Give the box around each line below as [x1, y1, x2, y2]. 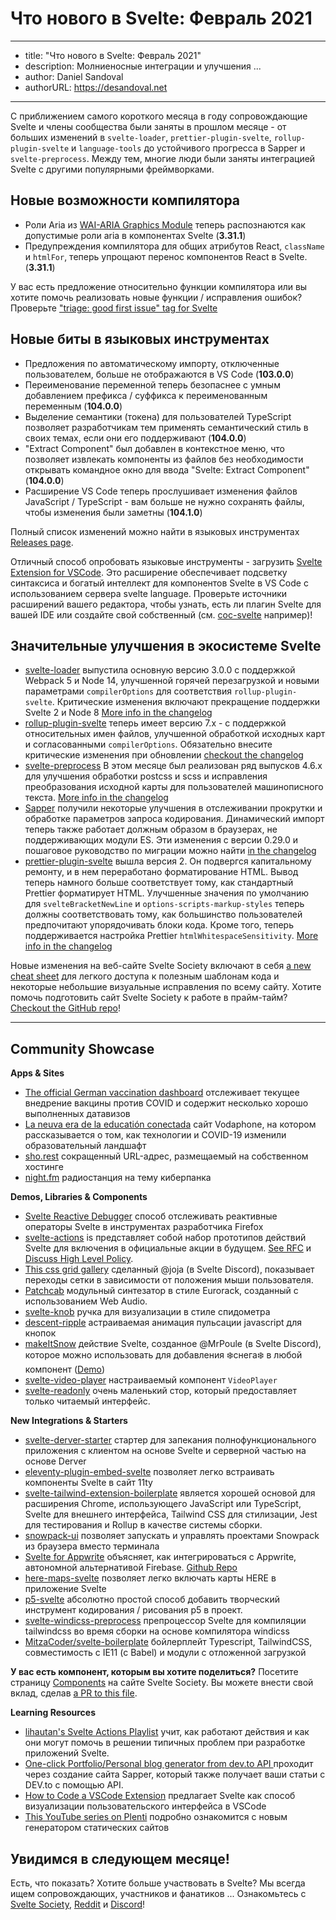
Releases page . [10, 536, 74, 548]
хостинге [24, 1161, 64, 1173]
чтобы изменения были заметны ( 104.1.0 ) [24, 506, 203, 518]
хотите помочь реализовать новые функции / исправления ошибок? [10, 291, 303, 303]
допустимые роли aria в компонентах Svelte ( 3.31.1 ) [24, 229, 247, 241]
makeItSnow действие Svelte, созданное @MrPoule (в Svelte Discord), [24, 1338, 322, 1350]
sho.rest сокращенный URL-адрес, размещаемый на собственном [24, 1150, 309, 1162]
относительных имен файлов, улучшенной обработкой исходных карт [24, 728, 326, 740]
